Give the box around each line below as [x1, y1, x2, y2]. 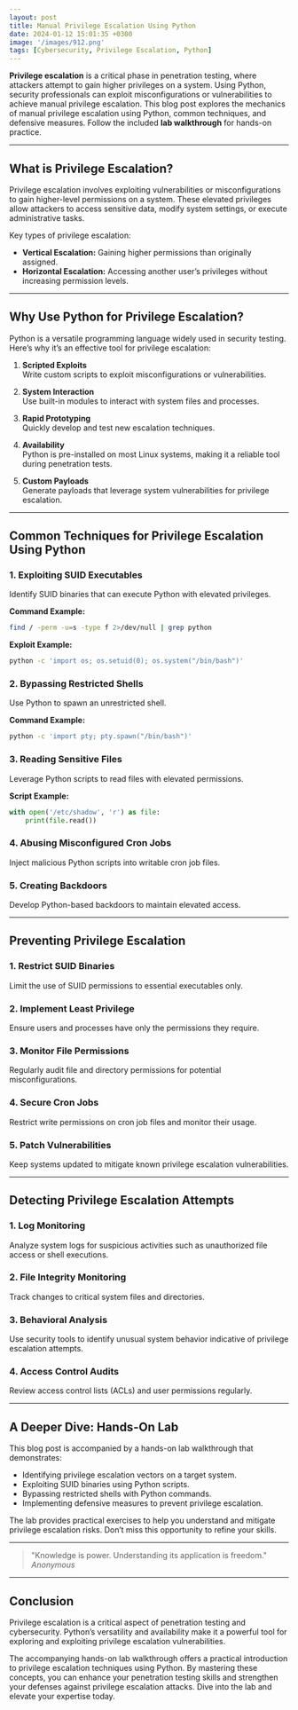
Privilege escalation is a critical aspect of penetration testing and [9, 1617, 247, 1628]
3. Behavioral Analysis [9, 1313, 108, 1326]
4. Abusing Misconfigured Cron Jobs [9, 837, 172, 849]
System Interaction [21, 386, 95, 397]
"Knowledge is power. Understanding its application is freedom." [30, 1550, 268, 1561]
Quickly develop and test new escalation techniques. [21, 422, 216, 433]
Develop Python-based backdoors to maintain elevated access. [9, 900, 241, 910]
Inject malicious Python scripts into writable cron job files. [9, 857, 221, 868]
